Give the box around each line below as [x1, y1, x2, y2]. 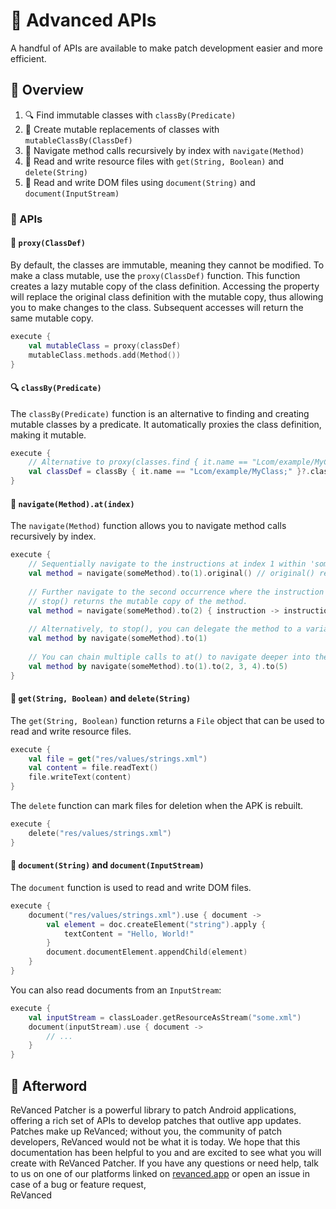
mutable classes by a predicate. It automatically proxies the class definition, [10, 418, 322, 430]
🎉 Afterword [10, 1077, 88, 1094]
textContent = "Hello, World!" [63, 929, 195, 939]
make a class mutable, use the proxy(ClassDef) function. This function [10, 269, 301, 281]
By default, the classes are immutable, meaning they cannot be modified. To [10, 259, 325, 271]
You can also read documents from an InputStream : [10, 984, 222, 996]
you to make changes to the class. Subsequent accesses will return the [10, 301, 304, 313]
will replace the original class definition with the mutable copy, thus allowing [10, 290, 324, 303]
